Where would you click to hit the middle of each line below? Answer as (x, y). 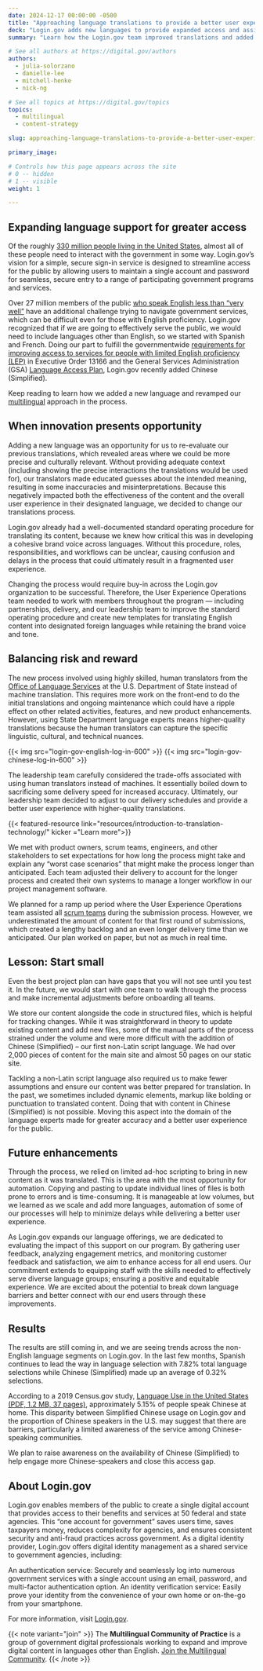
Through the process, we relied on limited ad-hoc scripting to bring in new (128, 1172)
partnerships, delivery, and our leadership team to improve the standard (124, 609)
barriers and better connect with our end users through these (107, 1296)
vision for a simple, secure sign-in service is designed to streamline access (129, 263)
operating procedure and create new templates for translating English (120, 617)
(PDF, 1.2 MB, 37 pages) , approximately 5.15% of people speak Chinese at (127, 1404)
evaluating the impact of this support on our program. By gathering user (124, 1245)
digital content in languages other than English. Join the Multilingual (117, 1651)
